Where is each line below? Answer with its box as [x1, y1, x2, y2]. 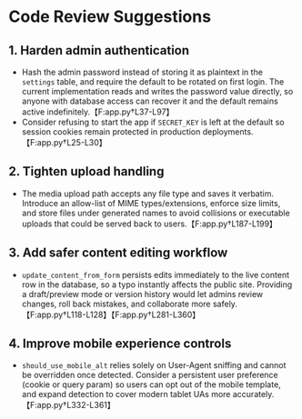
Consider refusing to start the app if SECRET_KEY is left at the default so [21, 116, 285, 127]
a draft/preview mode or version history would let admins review [21, 288, 264, 299]
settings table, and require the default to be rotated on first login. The [21, 76, 285, 87]
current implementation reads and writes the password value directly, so [21, 86, 294, 96]
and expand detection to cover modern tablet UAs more [21, 389, 231, 400]
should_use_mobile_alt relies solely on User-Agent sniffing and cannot [21, 360, 287, 371]
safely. [212, 298, 238, 309]
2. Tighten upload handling [8, 164, 165, 179]
